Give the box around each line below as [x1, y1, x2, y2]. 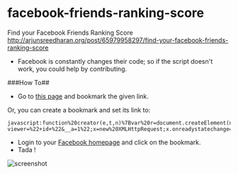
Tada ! [17, 145, 37, 153]
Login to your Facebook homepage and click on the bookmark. [17, 138, 201, 146]
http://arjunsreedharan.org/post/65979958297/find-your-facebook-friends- [7, 35, 229, 44]
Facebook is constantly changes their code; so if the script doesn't [17, 57, 213, 65]
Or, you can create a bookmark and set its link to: [7, 105, 151, 114]
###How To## [7, 78, 50, 86]
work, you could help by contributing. [17, 64, 127, 73]
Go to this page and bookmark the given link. [17, 92, 149, 100]
